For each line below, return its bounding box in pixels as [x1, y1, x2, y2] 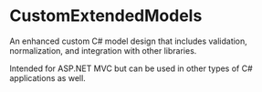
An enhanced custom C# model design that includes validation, [9, 36, 248, 46]
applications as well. [9, 72, 87, 83]
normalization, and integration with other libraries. [9, 45, 197, 56]
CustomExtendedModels [9, 5, 203, 26]
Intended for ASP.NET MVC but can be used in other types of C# [9, 63, 253, 74]
